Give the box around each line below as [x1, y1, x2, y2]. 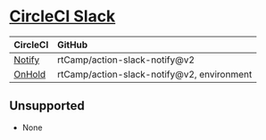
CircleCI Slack [9, 6, 116, 27]
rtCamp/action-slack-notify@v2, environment [56, 68, 253, 80]
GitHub [56, 38, 88, 51]
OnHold [13, 68, 46, 80]
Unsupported [9, 98, 85, 113]
